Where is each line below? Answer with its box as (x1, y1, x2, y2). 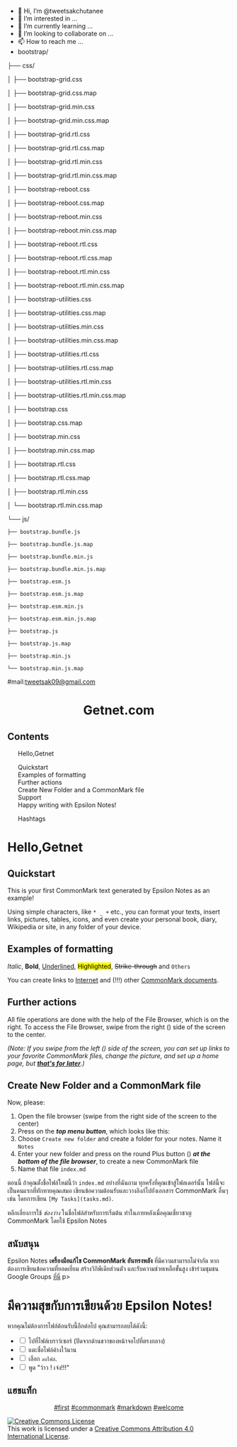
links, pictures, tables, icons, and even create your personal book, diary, (7, 915, 217, 924)
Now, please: (7, 1098, 45, 1107)
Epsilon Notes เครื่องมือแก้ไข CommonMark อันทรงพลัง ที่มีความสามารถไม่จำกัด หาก (7, 1256, 219, 1265)
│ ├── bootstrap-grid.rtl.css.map (7, 144, 105, 152)
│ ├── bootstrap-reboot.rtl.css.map (7, 254, 112, 262)
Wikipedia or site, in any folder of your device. (7, 923, 141, 931)
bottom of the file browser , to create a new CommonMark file (17, 1157, 199, 1166)
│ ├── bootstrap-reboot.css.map (7, 199, 105, 207)
